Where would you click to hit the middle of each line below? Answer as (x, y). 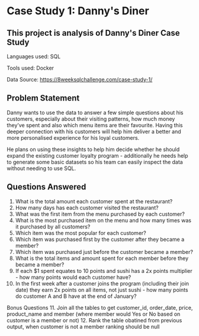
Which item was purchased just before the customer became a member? (104, 252)
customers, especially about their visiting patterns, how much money (91, 119)
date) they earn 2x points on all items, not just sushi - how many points (102, 290)
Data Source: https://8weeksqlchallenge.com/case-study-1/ (80, 79)
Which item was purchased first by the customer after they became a (100, 239)
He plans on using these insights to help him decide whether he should (93, 149)
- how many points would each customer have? (73, 277)
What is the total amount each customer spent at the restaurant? (94, 201)
